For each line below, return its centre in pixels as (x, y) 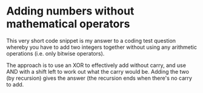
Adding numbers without (70, 11)
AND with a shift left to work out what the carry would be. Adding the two (98, 71)
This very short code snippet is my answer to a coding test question (91, 40)
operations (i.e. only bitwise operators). (55, 53)
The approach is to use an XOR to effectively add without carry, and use (96, 65)
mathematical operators (68, 24)
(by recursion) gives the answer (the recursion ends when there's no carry (99, 78)
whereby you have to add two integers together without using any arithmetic (101, 47)
